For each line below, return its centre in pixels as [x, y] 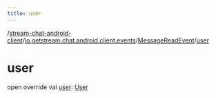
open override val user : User [48, 87]
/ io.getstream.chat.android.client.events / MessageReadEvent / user [116, 40]
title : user [24, 13]
